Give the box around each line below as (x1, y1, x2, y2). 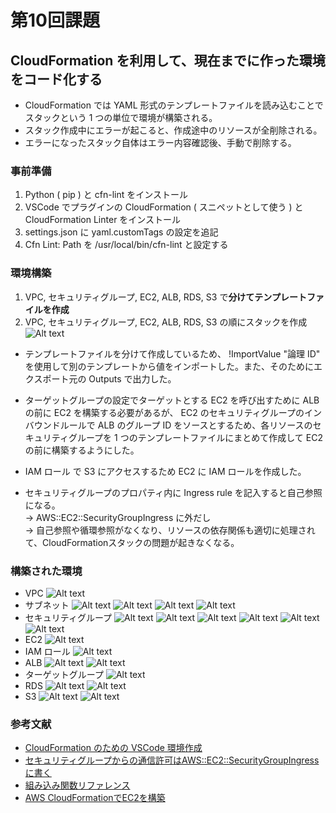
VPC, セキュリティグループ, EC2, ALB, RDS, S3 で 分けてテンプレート (24, 291, 307, 303)
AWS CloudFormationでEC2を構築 (24, 792, 166, 804)
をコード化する (10, 71, 103, 88)
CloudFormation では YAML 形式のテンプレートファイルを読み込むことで (24, 99, 324, 111)
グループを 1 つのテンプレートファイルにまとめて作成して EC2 (68, 431, 323, 443)
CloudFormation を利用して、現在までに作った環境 (10, 52, 326, 69)
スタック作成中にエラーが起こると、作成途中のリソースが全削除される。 (24, 124, 323, 136)
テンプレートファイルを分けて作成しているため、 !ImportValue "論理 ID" (24, 347, 321, 360)
